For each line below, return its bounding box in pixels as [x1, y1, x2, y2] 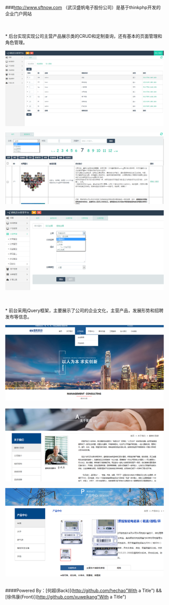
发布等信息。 [5, 314, 32, 320]
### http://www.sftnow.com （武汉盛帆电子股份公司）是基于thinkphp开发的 [5, 5, 161, 10]
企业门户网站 [5, 11, 32, 17]
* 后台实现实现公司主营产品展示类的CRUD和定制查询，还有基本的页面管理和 [5, 33, 162, 39]
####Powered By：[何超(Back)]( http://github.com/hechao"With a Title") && [5, 587, 162, 593]
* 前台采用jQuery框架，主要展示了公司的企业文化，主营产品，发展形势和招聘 [5, 307, 163, 314]
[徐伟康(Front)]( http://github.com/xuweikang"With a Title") [5, 593, 127, 599]
